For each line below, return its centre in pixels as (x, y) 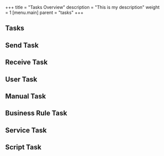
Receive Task (26, 62)
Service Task (26, 130)
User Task (21, 79)
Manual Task (26, 96)
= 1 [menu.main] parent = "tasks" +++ (44, 12)
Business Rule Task (36, 113)
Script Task (23, 147)
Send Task (22, 45)
